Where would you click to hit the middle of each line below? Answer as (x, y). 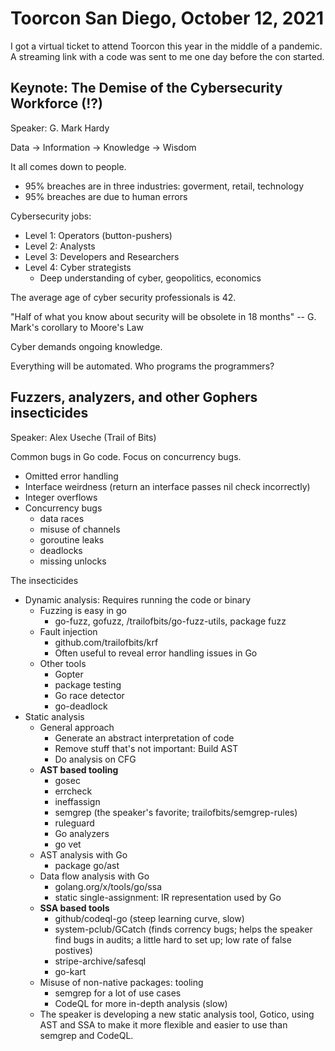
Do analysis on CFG (95, 759)
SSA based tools (74, 908)
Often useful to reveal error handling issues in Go (156, 653)
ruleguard (74, 823)
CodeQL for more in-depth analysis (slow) (141, 1003)
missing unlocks (73, 561)
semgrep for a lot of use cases (118, 993)
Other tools (63, 663)
